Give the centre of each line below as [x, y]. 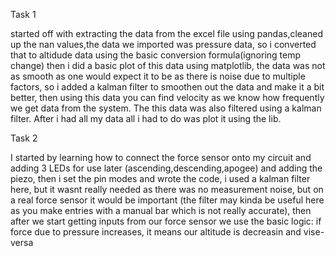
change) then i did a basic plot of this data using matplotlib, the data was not [168, 65]
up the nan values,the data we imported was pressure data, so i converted [163, 44]
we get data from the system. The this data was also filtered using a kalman [166, 108]
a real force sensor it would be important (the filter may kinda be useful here [167, 200]
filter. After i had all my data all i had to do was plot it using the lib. [146, 118]
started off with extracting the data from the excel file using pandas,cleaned [166, 33]
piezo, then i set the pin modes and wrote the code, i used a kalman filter [160, 178]
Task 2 [24, 138]
